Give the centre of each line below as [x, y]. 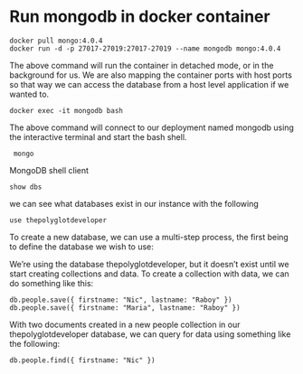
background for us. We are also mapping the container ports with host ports [151, 75]
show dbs [26, 187]
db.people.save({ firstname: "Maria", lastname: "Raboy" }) [125, 308]
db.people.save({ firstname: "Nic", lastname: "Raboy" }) [121, 300]
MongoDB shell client [49, 170]
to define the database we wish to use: [81, 247]
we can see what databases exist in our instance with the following [134, 203]
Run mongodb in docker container [140, 17]
